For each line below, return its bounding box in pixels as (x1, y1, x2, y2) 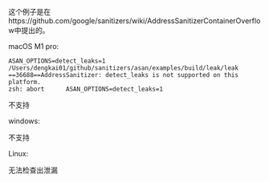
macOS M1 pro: (8, 42, 59, 51)
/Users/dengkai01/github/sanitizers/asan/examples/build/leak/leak (8, 64, 239, 72)
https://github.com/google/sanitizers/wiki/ (8, 16, 148, 26)
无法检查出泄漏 (8, 165, 58, 175)
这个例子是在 (8, 7, 51, 16)
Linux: (8, 149, 29, 158)
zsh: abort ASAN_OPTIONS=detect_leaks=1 (8, 85, 163, 93)
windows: (8, 116, 40, 126)
